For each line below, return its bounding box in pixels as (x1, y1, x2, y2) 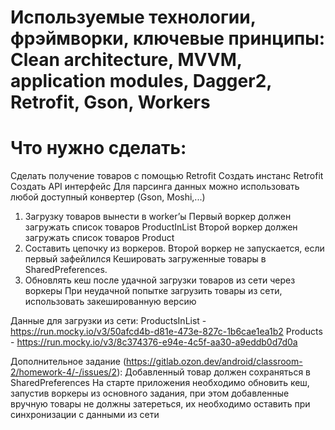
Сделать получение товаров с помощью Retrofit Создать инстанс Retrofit (10, 170, 324, 182)
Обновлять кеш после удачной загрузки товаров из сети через (24, 274, 296, 286)
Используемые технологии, (10, 6, 257, 29)
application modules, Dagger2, (10, 70, 272, 93)
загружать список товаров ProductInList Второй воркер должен (24, 221, 298, 233)
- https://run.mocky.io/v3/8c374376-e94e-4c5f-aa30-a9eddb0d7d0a (10, 336, 298, 348)
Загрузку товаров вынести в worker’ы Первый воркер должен (24, 211, 292, 223)
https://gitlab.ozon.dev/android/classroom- (126, 356, 303, 368)
